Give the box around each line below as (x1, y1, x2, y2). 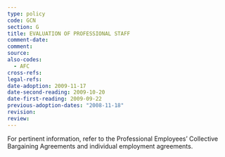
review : (7, 115, 30, 122)
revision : (7, 108, 37, 115)
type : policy (7, 10, 46, 18)
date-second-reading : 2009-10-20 (7, 89, 105, 96)
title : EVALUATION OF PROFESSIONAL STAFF (7, 30, 131, 37)
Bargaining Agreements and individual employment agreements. (7, 142, 193, 150)
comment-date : (7, 37, 49, 44)
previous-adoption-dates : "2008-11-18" (7, 102, 124, 109)
